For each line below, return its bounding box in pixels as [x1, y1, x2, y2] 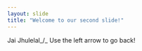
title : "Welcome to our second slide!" [7, 17, 124, 24]
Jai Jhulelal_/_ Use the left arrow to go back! [7, 36, 136, 44]
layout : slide [7, 10, 49, 17]
